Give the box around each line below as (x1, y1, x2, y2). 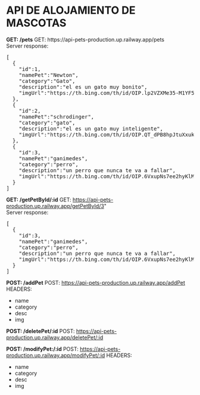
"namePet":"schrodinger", (18, 113, 95, 120)
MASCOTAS (6, 16, 67, 30)
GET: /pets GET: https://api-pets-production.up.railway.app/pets (6, 36, 165, 43)
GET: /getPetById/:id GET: (6, 196, 71, 203)
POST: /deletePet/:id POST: (6, 327, 76, 334)
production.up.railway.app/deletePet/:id (6, 334, 104, 341)
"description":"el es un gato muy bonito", (18, 83, 148, 90)
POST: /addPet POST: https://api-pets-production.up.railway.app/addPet (6, 279, 186, 286)
